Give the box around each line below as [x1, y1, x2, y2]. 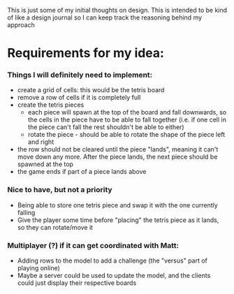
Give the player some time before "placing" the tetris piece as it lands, [17, 216, 219, 224]
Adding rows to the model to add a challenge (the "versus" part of [17, 256, 208, 265]
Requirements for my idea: [7, 45, 164, 61]
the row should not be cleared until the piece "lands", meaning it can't [17, 145, 219, 154]
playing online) [17, 264, 61, 272]
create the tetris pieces [17, 101, 85, 109]
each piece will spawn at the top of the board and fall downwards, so [27, 108, 227, 117]
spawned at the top [17, 160, 73, 168]
